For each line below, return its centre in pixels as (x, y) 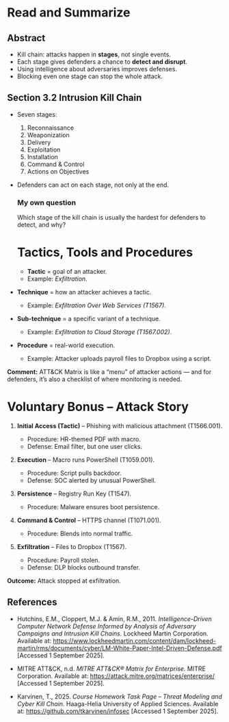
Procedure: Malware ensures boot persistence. (93, 506)
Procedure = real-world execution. (66, 345)
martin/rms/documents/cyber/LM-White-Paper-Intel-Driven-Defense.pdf (119, 648)
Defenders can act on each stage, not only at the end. (93, 185)
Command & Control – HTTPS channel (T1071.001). (89, 520)
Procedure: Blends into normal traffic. (80, 533)
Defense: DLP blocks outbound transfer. (83, 567)
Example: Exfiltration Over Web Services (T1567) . (96, 305)
